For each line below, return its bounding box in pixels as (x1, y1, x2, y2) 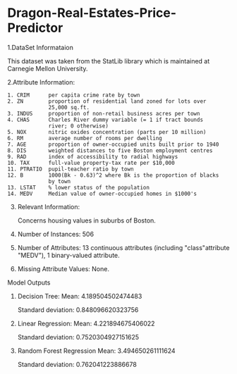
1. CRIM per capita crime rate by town (7, 92, 140, 99)
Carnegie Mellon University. (7, 64, 88, 73)
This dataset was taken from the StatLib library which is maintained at (7, 56, 210, 65)
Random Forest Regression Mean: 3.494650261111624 (17, 347, 176, 355)
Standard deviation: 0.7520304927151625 (17, 332, 140, 341)
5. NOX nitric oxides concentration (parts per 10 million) (7, 128, 207, 135)
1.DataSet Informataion (7, 43, 74, 51)
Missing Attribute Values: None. (17, 264, 109, 273)
